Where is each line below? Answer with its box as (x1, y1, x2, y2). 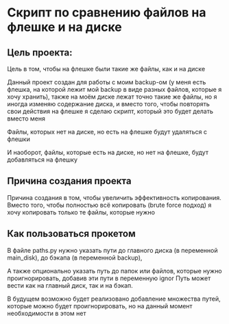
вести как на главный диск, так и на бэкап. (7, 281, 134, 289)
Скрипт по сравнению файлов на (7, 5, 207, 21)
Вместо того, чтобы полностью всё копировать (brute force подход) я (7, 201, 212, 209)
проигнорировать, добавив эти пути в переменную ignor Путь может (7, 274, 211, 282)
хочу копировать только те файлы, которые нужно (7, 208, 156, 216)
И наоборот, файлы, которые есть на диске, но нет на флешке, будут (7, 149, 209, 156)
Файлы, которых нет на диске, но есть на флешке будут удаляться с (7, 128, 208, 136)
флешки (7, 135, 31, 143)
